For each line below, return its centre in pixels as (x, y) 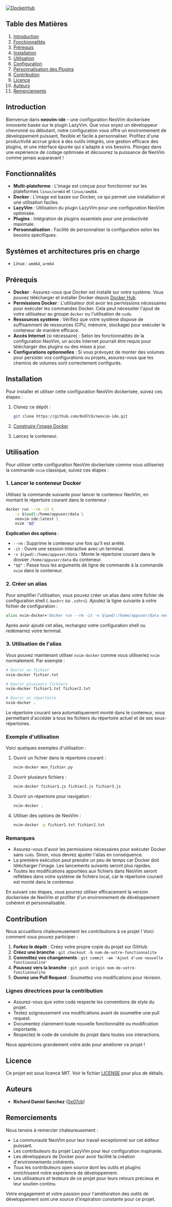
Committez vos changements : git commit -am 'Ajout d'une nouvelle (88, 958)
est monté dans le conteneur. (44, 882)
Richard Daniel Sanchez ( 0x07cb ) (49, 1101)
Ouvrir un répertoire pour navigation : (52, 796)
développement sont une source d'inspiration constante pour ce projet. (81, 1199)
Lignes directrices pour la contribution (54, 990)
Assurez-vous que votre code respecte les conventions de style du (84, 1002)
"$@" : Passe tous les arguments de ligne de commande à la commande (88, 565)
